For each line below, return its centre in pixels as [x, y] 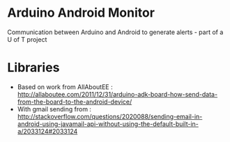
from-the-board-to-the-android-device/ [75, 102]
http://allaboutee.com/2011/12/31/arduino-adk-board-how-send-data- [117, 94]
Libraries [33, 68]
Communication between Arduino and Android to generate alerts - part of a [115, 32]
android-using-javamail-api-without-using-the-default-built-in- [108, 124]
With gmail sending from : [54, 109]
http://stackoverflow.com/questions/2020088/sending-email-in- [110, 116]
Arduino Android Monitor [81, 13]
